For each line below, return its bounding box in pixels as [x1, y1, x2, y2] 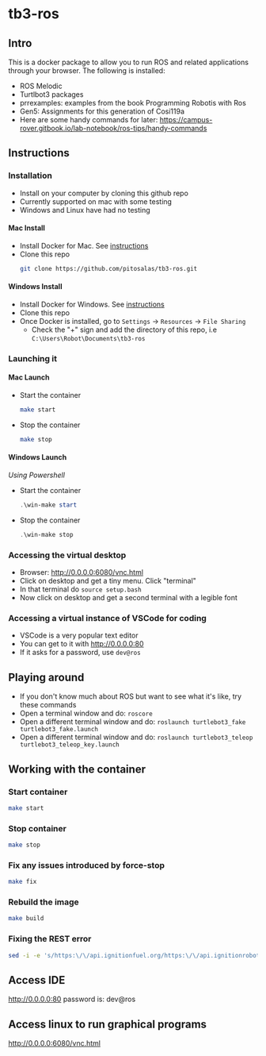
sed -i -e [8, 951, 41, 959]
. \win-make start [19, 501, 78, 509]
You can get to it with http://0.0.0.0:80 [19, 639, 144, 649]
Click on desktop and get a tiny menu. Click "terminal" [19, 576, 196, 586]
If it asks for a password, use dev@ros [19, 648, 141, 657]
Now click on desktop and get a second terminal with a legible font [19, 593, 237, 603]
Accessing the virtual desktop [8, 549, 127, 561]
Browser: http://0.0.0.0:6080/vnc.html [19, 568, 144, 577]
